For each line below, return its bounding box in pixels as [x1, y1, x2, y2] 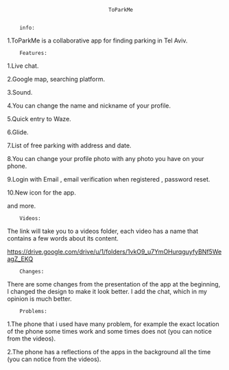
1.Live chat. [7, 62, 39, 70]
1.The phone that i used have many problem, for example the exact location [7, 320, 219, 328]
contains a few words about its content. [7, 234, 119, 243]
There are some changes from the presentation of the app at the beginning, [7, 280, 221, 288]
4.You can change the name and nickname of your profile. [7, 101, 171, 110]
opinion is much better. [7, 295, 72, 303]
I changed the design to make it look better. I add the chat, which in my [7, 288, 208, 295]
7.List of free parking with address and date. [7, 141, 132, 149]
